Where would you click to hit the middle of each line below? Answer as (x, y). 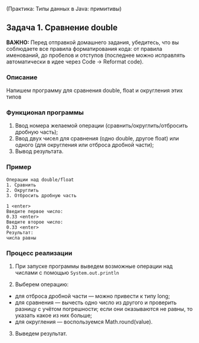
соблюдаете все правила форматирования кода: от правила (84, 48)
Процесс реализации (39, 253)
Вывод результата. (39, 151)
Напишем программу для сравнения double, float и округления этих (95, 91)
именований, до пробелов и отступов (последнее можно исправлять (96, 55)
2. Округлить (23, 190)
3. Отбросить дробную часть (42, 195)
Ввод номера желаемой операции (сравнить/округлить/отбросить (101, 126)
